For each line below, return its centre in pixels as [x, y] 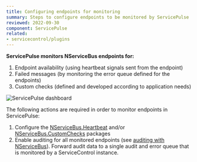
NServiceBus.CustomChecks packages [62, 134]
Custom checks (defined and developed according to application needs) [103, 86]
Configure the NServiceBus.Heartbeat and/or [70, 127]
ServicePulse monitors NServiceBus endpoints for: [70, 56]
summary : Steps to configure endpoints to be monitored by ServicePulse [98, 17]
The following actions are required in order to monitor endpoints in [87, 109]
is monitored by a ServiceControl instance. [67, 153]
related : [17, 34]
